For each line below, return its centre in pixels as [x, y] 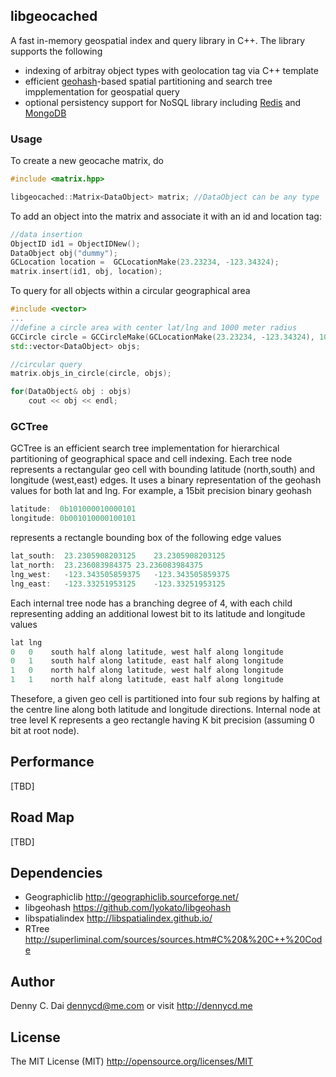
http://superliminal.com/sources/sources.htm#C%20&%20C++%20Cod [173, 940]
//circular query [46, 364]
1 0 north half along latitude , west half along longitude [147, 670]
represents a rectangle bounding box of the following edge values [146, 538]
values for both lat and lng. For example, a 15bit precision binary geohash [161, 491]
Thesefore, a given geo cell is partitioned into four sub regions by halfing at [165, 699]
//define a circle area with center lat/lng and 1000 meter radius [154, 327]
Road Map [42, 817]
